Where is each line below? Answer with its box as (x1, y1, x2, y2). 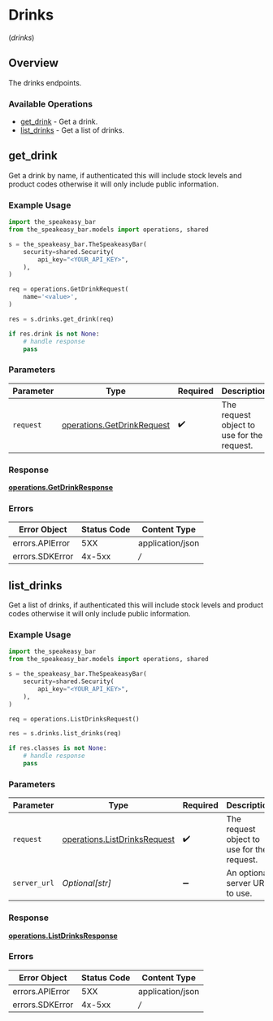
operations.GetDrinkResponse (8, 483, 114, 492)
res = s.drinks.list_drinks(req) (8, 730, 122, 738)
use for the (221, 429, 263, 440)
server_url (12, 879, 54, 888)
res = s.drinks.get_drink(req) (8, 315, 115, 323)
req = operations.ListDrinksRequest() (8, 715, 140, 723)
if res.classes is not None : (8, 744, 107, 752)
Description (221, 385, 268, 397)
